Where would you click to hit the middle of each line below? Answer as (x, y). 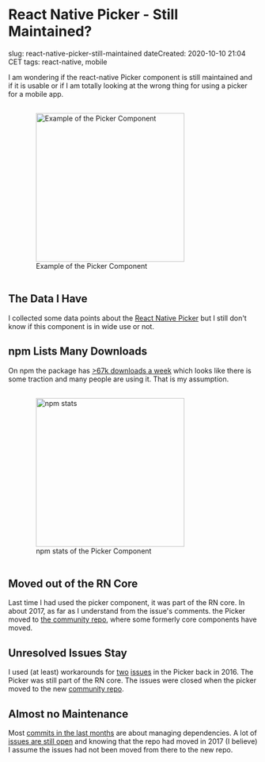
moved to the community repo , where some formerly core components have (132, 619)
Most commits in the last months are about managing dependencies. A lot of (132, 733)
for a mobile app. (36, 94)
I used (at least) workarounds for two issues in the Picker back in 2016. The (131, 672)
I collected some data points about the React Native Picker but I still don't (127, 318)
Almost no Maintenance (68, 714)
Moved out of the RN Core (73, 583)
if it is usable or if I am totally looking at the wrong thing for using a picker (128, 86)
